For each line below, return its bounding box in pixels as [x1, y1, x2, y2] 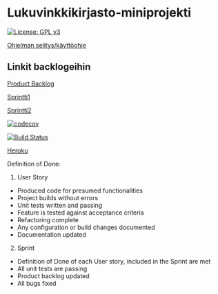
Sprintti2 [7, 106, 32, 115]
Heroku [7, 146, 28, 155]
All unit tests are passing [17, 264, 88, 273]
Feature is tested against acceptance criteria [17, 208, 144, 217]
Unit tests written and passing [17, 201, 103, 209]
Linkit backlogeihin [7, 61, 91, 73]
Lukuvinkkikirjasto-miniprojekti [7, 5, 192, 21]
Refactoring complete [17, 215, 79, 224]
